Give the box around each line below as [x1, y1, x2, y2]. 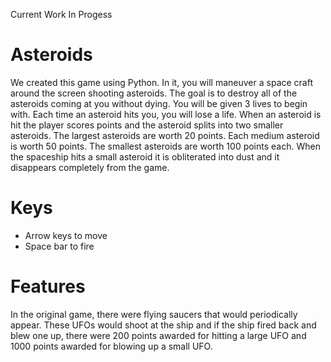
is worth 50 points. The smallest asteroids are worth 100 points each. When [10, 140, 321, 152]
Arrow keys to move [24, 229, 108, 241]
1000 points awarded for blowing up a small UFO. [10, 340, 213, 352]
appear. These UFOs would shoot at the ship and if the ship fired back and [10, 319, 317, 331]
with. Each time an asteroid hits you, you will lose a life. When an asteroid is [10, 108, 322, 120]
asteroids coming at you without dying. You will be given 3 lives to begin [10, 97, 308, 109]
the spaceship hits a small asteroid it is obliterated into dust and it [10, 150, 280, 163]
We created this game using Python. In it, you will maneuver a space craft [10, 76, 313, 88]
